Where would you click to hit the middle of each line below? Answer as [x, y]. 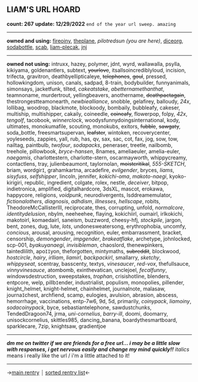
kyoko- [178, 176]
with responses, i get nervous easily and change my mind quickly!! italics [98, 349]
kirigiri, [15, 182]
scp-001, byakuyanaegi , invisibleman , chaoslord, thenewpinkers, [85, 245]
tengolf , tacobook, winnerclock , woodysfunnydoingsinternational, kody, [93, 120]
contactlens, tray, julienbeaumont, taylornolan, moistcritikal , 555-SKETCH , [96, 163]
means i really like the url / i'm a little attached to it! [68, 356]
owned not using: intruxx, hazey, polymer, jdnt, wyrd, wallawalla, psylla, [94, 63]
